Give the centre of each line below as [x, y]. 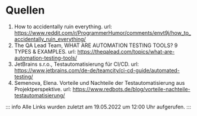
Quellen [25, 10]
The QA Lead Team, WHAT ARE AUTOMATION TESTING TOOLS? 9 [96, 45]
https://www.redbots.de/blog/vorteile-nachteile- [131, 89]
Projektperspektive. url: [43, 89]
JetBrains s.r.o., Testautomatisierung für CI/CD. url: [77, 64]
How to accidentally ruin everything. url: [63, 26]
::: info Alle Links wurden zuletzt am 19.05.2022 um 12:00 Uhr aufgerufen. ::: [98, 107]
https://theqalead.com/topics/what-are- [126, 51]
